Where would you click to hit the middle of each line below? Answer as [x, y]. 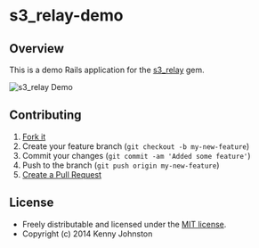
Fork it [34, 136]
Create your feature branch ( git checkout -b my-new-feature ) [136, 146]
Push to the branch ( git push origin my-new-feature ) [121, 165]
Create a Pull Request [62, 174]
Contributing [45, 116]
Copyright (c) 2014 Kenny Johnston [87, 234]
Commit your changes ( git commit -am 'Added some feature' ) [136, 155]
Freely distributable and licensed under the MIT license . [124, 224]
